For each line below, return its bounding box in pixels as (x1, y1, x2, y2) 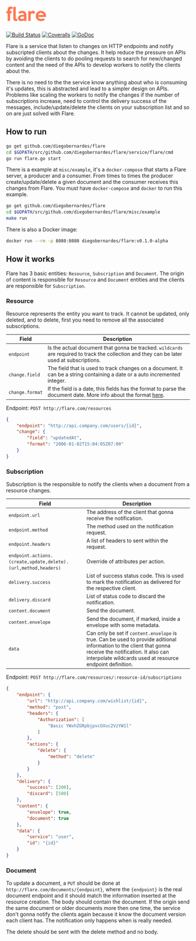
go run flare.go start (6, 155, 61, 162)
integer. (47, 377, 66, 384)
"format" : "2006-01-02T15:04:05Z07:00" (27, 442, 124, 447)
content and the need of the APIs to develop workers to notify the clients (6, 61, 181, 68)
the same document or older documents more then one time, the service (6, 905, 181, 912)
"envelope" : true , (27, 809, 72, 815)
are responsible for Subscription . (6, 282, 86, 289)
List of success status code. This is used (86, 572, 184, 579)
